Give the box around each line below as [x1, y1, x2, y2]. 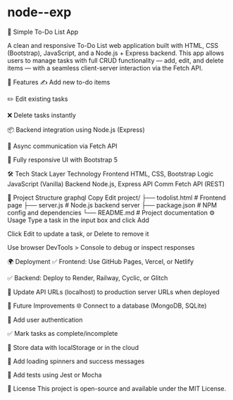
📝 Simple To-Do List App [7, 28, 79, 36]
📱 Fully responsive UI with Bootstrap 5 [7, 155, 118, 164]
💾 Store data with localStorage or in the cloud [7, 343, 139, 351]
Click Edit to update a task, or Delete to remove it [7, 229, 149, 238]
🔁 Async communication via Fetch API [7, 142, 118, 150]
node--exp [7, 4, 72, 20]
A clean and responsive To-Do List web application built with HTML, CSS [7, 41, 219, 49]
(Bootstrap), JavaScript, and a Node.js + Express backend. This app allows [7, 49, 225, 57]
